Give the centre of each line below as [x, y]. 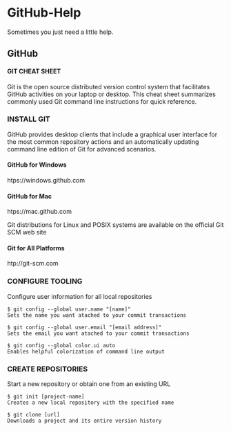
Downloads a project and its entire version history [84, 421]
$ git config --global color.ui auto [61, 345]
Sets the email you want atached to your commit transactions [98, 333]
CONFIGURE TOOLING [45, 282]
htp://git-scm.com [33, 264]
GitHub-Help [44, 13]
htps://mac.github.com [40, 212]
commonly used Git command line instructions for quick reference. [102, 101]
